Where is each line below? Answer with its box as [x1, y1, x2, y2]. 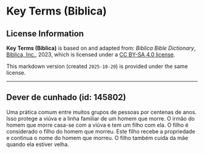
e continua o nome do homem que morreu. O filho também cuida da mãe [6, 134, 188, 141]
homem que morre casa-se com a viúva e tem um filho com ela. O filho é [6, 121, 189, 129]
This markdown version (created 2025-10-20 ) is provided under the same [6, 62, 188, 70]
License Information [6, 28, 84, 39]
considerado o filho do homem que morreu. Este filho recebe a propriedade [6, 127, 195, 135]
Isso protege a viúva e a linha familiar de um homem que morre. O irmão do [6, 115, 195, 122]
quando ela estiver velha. [6, 141, 70, 148]
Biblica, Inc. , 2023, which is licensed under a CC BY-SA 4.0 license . [6, 51, 175, 58]
